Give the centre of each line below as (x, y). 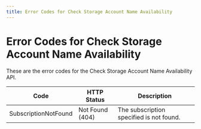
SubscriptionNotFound (41, 113)
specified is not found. (149, 117)
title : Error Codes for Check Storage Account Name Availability (89, 12)
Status (95, 100)
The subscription (141, 110)
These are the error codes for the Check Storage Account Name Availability (99, 71)
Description (155, 95)
